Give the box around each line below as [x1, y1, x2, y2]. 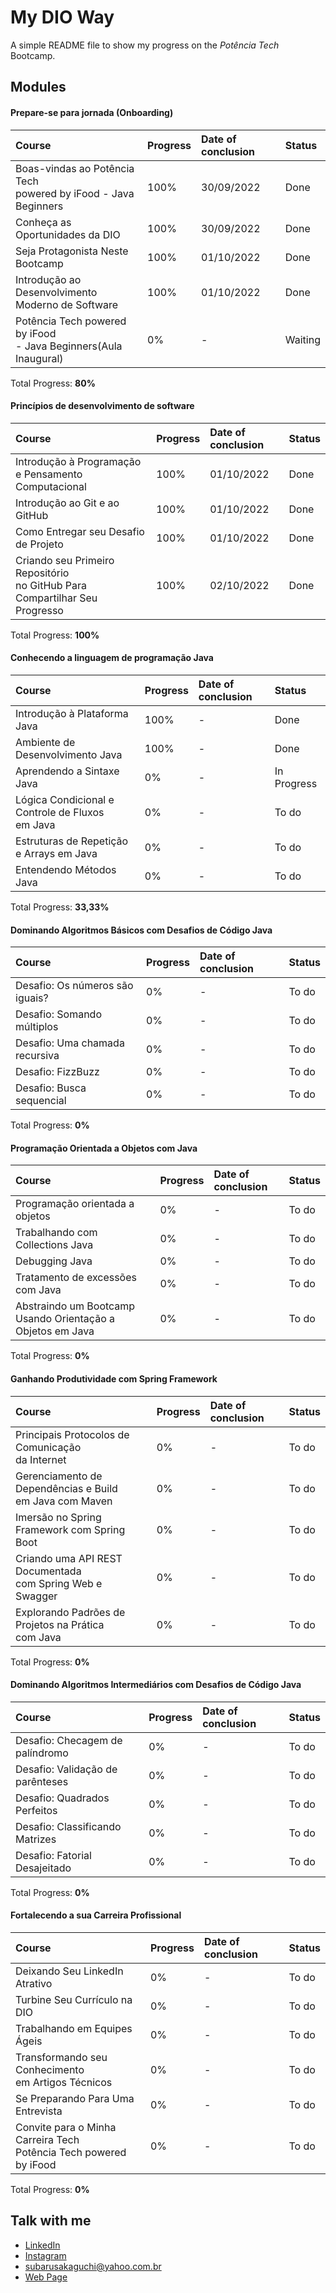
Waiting [284, 332, 321, 346]
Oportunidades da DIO [15, 227, 121, 241]
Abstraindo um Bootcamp [15, 1299, 136, 1313]
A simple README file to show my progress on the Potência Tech [10, 39, 280, 51]
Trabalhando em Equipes [15, 2021, 133, 2035]
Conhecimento [15, 2062, 85, 2076]
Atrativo [15, 1976, 53, 1990]
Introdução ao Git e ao [15, 496, 120, 510]
